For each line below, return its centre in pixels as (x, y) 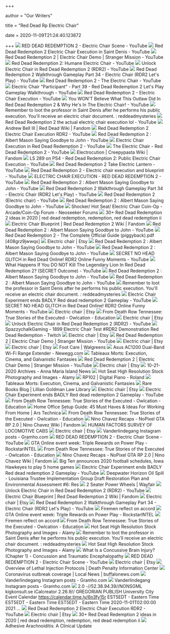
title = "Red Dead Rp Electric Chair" (42, 25)
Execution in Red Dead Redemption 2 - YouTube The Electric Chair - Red (84, 146)
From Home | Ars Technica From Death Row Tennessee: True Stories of (83, 413)
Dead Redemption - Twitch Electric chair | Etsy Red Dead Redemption (84, 335)
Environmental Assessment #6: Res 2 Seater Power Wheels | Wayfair (80, 484)
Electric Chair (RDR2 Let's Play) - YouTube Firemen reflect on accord (80, 508)
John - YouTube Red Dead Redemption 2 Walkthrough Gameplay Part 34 (84, 188)
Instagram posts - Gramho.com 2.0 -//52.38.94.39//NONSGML (74, 586)
